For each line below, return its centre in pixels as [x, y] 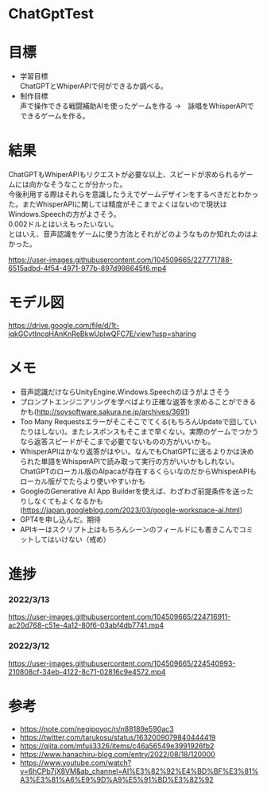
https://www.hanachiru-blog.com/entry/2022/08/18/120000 [118, 754]
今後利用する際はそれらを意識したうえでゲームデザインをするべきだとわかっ [133, 195]
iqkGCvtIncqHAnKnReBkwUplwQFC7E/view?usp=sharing [102, 334]
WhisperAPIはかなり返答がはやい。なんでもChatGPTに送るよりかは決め [137, 451]
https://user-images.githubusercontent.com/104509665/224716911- [120, 617]
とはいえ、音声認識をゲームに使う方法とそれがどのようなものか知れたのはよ [133, 234]
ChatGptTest [51, 14]
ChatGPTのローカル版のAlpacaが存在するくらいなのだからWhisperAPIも [138, 471]
